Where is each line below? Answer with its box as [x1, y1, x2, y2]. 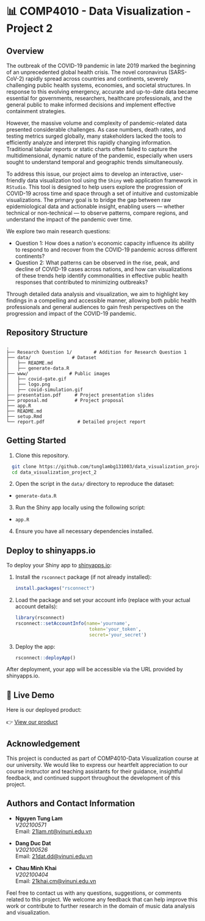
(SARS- [168, 69, 187, 76]
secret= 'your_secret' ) [89, 632, 147, 638]
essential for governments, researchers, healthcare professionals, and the [6, 95, 192, 102]
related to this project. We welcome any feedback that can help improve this [6, 895, 198, 903]
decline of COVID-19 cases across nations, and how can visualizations [15, 266, 192, 272]
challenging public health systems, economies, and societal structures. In [6, 81, 191, 89]
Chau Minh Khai [15, 864, 57, 871]
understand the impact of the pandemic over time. [6, 216, 133, 223]
